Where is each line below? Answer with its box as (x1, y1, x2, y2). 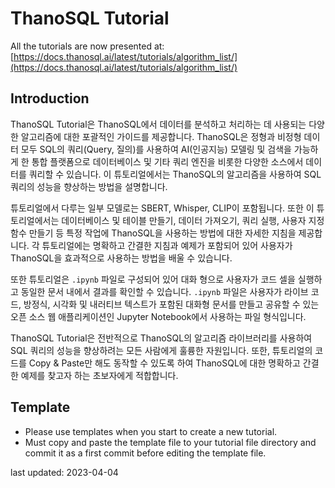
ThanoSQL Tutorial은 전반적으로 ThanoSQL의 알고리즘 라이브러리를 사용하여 (10, 332, 313, 344)
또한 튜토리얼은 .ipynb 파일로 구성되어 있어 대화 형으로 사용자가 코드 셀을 (10, 273, 296, 285)
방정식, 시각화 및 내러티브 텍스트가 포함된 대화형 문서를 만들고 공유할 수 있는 (23, 298, 320, 310)
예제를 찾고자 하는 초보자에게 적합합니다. (20, 369, 179, 381)
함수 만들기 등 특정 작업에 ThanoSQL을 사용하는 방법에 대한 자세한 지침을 (10, 227, 297, 239)
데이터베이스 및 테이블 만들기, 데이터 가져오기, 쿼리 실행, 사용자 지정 (61, 214, 325, 226)
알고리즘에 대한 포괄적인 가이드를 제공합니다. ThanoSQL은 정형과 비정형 (20, 130, 302, 142)
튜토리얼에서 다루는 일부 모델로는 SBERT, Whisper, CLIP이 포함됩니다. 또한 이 (10, 202, 315, 214)
